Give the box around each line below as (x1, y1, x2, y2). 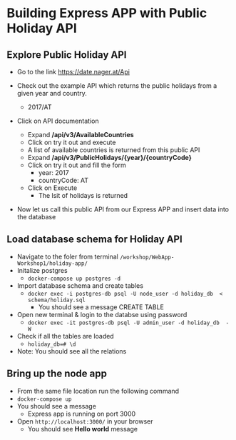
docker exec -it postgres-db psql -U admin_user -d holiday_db (27, 319, 220, 326)
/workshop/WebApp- (119, 254, 175, 261)
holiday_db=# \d (27, 341, 76, 348)
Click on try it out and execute (27, 138, 116, 146)
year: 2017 (38, 169, 69, 176)
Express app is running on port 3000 (27, 409, 136, 418)
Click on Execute (27, 184, 78, 192)
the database (16, 213, 56, 221)
